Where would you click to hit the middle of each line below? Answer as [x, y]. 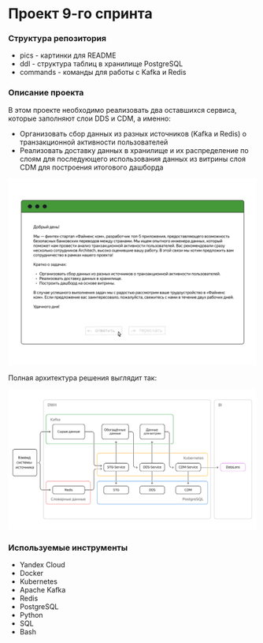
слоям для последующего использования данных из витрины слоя [133, 159]
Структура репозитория [57, 39]
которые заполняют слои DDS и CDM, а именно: [89, 118]
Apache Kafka [43, 590]
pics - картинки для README [68, 55]
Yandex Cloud [42, 565]
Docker [31, 574]
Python [31, 615]
